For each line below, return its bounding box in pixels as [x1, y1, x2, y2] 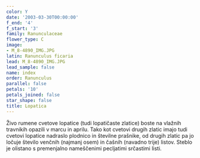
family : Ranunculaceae [6, 31, 63, 37]
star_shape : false [6, 97, 52, 103]
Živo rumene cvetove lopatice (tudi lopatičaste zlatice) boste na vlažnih [6, 119, 181, 126]
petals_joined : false [6, 92, 60, 98]
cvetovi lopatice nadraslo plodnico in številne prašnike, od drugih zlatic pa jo [6, 132, 194, 139]
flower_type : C [6, 36, 44, 42]
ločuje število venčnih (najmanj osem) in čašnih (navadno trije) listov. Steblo [6, 138, 193, 145]
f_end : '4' [6, 20, 33, 26]
